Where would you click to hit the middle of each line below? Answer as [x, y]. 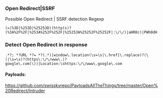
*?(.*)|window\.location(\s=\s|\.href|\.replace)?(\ [93, 55]
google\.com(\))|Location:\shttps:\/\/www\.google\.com [64, 64]
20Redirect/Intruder [25, 91]
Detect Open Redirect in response [46, 45]
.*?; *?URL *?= [21, 55]
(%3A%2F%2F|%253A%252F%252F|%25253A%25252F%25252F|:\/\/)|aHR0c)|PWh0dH [81, 33]
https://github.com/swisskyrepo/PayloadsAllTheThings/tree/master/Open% [82, 85]
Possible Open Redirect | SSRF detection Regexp [55, 19]
